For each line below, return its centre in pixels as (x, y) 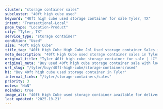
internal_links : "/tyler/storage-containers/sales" (58, 77)
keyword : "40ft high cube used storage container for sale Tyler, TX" (78, 18)
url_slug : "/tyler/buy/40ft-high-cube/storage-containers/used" (71, 68)
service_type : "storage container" (41, 37)
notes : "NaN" (18, 86)
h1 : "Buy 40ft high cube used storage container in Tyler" (66, 72)
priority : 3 (17, 81)
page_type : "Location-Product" (37, 27)
